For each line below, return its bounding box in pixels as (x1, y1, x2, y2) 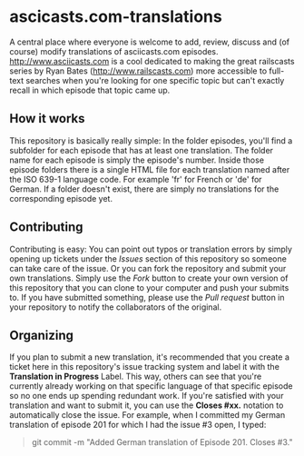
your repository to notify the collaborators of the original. (9, 302, 222, 312)
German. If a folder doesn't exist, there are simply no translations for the (9, 183, 279, 194)
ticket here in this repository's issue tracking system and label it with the (9, 362, 279, 372)
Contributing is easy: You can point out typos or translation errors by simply (9, 243, 293, 254)
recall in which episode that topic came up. (9, 84, 171, 95)
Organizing (9, 327, 74, 342)
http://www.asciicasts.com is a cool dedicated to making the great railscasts (9, 55, 295, 66)
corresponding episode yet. (9, 193, 113, 203)
